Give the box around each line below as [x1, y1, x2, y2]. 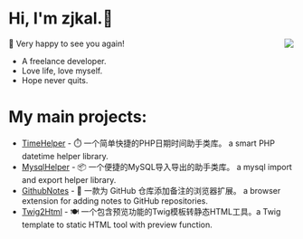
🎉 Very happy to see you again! [8, 38, 125, 49]
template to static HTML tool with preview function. [21, 219, 213, 230]
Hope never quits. [21, 74, 89, 85]
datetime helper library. [21, 150, 109, 161]
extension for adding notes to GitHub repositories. [21, 195, 209, 206]
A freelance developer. [21, 55, 107, 66]
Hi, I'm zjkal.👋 [8, 8, 114, 29]
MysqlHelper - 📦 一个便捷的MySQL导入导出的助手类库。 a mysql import [21, 161, 293, 172]
